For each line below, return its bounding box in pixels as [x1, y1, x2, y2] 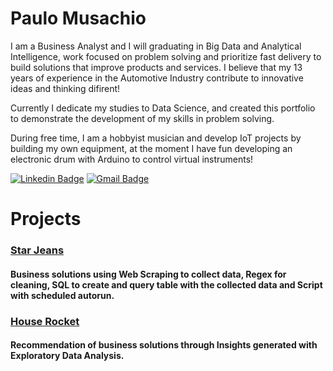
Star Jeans [10, 243, 65, 257]
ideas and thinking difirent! [10, 82, 121, 94]
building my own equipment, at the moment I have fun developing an [10, 142, 293, 154]
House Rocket [10, 314, 80, 328]
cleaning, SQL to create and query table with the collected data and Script [10, 278, 323, 291]
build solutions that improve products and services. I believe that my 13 [10, 61, 303, 73]
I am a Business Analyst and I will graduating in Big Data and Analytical [10, 40, 302, 52]
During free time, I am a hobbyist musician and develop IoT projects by [10, 132, 302, 144]
